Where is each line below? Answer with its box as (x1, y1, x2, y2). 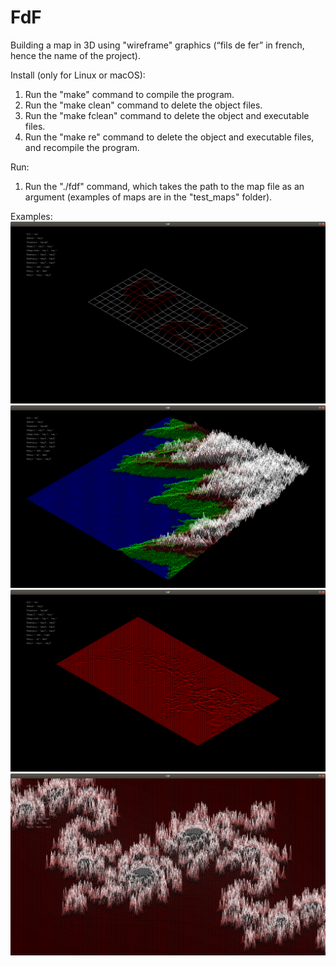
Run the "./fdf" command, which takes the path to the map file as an (24, 180, 305, 192)
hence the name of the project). (10, 49, 142, 61)
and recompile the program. (24, 141, 140, 153)
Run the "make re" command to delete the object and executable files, (24, 131, 315, 143)
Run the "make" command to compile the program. (24, 88, 235, 100)
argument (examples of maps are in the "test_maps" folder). (24, 191, 273, 203)
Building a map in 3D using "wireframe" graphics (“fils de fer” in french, (10, 39, 305, 51)
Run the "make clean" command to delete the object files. (24, 99, 263, 111)
